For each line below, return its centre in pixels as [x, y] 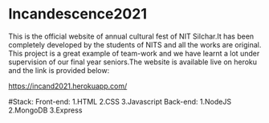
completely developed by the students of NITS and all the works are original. [135, 44]
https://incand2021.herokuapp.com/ [68, 86]
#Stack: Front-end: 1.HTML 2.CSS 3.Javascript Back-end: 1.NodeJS [120, 101]
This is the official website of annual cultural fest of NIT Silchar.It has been [131, 36]
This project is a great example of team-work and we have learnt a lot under [134, 53]
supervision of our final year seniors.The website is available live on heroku [133, 62]
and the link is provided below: [59, 70]
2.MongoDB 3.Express [45, 110]
